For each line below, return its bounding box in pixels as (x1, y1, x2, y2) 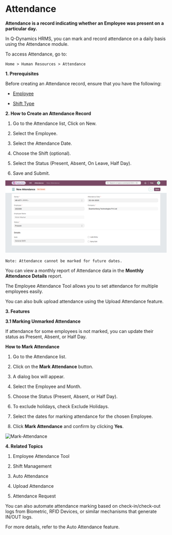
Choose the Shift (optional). (12, 150, 71, 156)
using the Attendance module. (5, 41, 69, 47)
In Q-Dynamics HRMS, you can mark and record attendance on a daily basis (5, 35, 166, 42)
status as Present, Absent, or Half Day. (5, 334, 87, 340)
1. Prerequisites (5, 70, 39, 77)
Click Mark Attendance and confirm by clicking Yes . (12, 423, 124, 430)
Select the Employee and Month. (12, 383, 82, 390)
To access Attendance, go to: (5, 51, 68, 57)
